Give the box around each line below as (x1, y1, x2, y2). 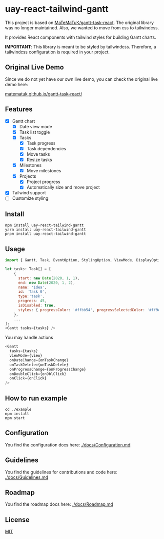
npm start (5, 415, 25, 421)
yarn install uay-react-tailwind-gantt (5, 227, 86, 232)
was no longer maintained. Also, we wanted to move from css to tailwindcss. (5, 24, 159, 30)
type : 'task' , (18, 294, 45, 299)
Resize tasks (26, 157, 52, 163)
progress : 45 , (18, 299, 47, 304)
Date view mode (19, 123, 53, 129)
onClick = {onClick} (9, 376, 47, 381)
